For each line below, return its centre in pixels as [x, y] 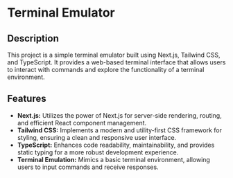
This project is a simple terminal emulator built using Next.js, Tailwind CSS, [114, 55]
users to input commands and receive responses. [88, 167]
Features [27, 99]
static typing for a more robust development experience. [98, 152]
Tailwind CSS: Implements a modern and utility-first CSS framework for [119, 130]
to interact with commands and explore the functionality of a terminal [106, 70]
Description [33, 38]
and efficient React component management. [82, 123]
